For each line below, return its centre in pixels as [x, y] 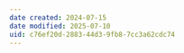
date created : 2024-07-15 [58, 18]
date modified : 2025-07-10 [60, 26]
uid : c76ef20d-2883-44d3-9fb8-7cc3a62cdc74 [92, 34]
